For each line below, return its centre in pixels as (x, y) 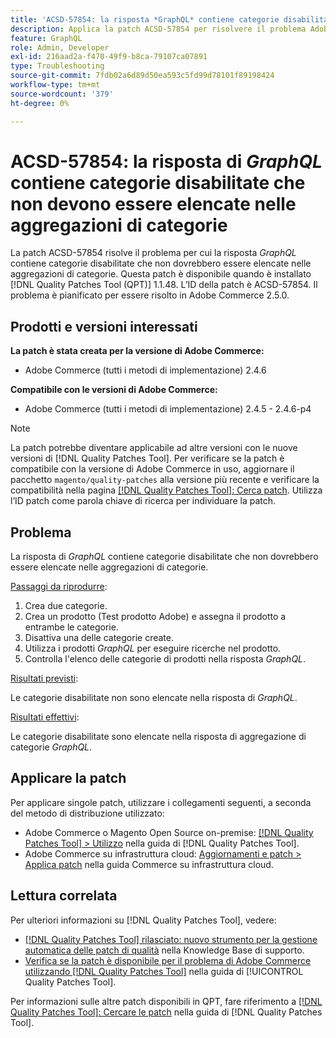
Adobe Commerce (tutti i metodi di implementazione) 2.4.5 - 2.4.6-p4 (168, 409)
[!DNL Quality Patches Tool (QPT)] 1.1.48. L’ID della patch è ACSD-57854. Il (164, 285)
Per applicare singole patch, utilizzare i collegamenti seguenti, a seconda (161, 802)
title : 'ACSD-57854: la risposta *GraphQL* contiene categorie (145, 19)
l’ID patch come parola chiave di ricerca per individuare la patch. (143, 501)
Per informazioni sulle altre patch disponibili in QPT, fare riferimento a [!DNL (166, 1001)
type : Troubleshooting (57, 66)
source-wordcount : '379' (62, 94)
